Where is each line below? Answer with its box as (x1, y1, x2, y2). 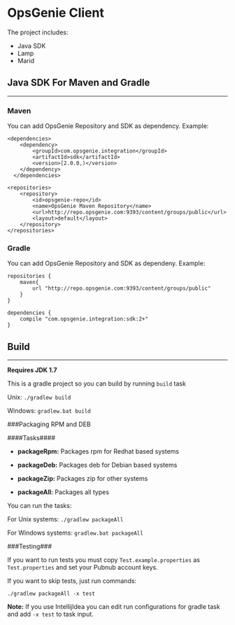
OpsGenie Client (7, 5, 105, 21)
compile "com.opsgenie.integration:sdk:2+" (20, 316, 149, 323)
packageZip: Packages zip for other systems (17, 475, 148, 483)
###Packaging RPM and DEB (7, 420, 91, 428)
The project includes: (7, 28, 69, 36)
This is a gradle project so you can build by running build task (7, 379, 187, 388)
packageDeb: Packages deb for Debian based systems (17, 461, 178, 470)
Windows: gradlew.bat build (7, 407, 91, 415)
